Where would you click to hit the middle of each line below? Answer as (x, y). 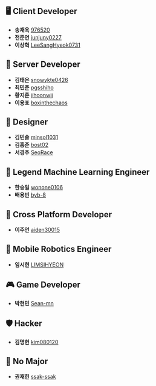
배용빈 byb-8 (30, 195)
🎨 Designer (27, 122)
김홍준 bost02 (31, 145)
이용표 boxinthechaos (41, 103)
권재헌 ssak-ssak (35, 377)
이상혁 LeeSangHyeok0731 (47, 45)
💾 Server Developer (43, 65)
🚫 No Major (27, 361)
